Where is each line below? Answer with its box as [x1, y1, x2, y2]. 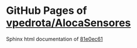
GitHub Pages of [6, 4, 87, 17]
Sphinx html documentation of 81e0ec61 [6, 35, 103, 42]
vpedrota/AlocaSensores [6, 16, 131, 29]
